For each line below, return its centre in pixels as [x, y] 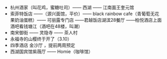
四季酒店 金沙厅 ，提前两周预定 [42, 45]
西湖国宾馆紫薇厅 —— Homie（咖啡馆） [52, 51]
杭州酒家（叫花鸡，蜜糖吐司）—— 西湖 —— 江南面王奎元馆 [72, 7]
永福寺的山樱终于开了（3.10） [41, 39]
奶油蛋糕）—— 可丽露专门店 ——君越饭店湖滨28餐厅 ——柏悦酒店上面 [88, 20]
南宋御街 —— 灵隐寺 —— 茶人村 [44, 33]
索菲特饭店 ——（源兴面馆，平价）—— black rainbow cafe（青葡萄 [80, 14]
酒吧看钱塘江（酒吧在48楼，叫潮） [46, 26]
